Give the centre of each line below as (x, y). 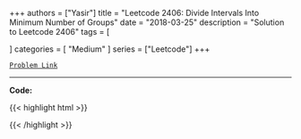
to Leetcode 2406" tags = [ (60, 32)
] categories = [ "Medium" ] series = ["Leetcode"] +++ (110, 49)
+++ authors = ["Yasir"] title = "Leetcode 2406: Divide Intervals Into (134, 13)
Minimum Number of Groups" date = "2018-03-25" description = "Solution (147, 22)
